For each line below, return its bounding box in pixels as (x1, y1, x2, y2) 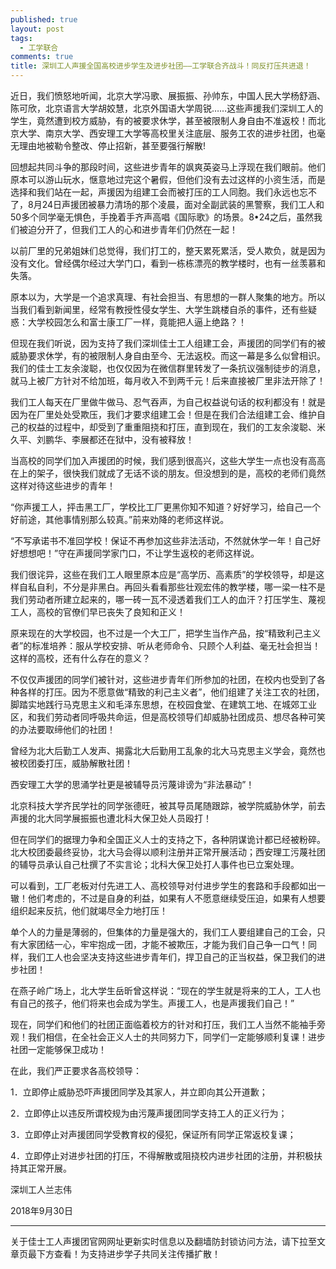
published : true (10, 14, 78, 25)
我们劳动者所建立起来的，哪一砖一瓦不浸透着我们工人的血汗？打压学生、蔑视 (10, 594, 326, 605)
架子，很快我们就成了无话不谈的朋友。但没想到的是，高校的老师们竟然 (36, 467, 326, 479)
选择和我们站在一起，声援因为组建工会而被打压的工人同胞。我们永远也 (10, 186, 300, 198)
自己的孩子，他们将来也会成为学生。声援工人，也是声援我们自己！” (18, 997, 295, 1009)
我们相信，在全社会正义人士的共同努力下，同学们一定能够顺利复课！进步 (27, 1031, 326, 1043)
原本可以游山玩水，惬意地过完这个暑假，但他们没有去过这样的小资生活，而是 (10, 174, 326, 185)
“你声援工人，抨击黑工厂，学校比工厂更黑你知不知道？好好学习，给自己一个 (10, 501, 322, 513)
